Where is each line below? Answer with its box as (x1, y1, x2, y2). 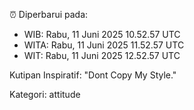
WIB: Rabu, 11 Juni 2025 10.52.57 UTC (23, 29, 181, 40)
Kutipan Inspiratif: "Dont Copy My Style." (9, 69, 177, 81)
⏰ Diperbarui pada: (9, 9, 89, 20)
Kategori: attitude (9, 89, 81, 100)
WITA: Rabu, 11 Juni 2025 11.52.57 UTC (23, 39, 185, 51)
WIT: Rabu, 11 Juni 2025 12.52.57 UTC (23, 50, 181, 61)
